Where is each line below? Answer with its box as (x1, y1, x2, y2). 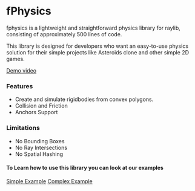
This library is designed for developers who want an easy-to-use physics (6, 42, 189, 50)
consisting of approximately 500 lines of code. (6, 30, 122, 37)
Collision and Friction (15, 102, 68, 109)
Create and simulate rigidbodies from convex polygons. (15, 95, 154, 103)
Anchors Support (15, 109, 58, 116)
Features (6, 82, 33, 90)
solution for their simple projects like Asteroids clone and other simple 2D (6, 48, 190, 56)
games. (6, 55, 25, 62)
